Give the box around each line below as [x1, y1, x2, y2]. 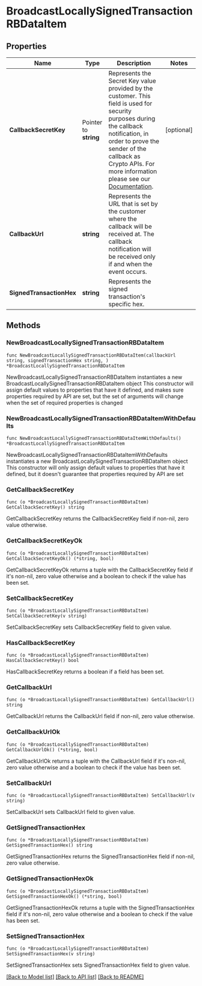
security [108, 107, 132, 115]
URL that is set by [108, 200, 158, 208]
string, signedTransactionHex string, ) [6, 357, 109, 363]
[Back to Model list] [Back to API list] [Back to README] [6, 973, 144, 980]
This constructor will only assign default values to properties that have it [6, 463, 185, 471]
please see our [108, 175, 150, 183]
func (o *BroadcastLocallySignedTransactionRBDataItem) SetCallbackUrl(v [6, 792, 195, 799]
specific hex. [108, 300, 145, 308]
